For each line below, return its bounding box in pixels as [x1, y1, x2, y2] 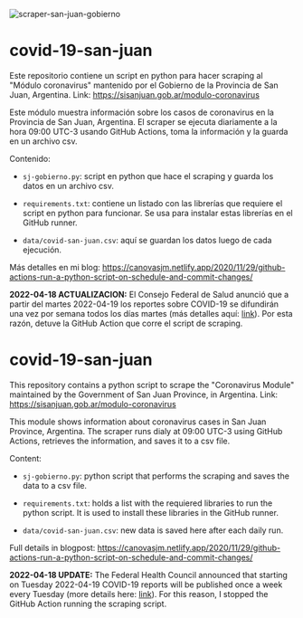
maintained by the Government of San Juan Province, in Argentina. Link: [9, 389, 279, 400]
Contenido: [9, 153, 52, 164]
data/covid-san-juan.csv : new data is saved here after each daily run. [22, 525, 284, 536]
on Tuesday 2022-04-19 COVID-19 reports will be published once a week [9, 579, 283, 590]
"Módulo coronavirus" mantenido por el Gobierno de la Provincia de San [9, 80, 279, 90]
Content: [9, 452, 43, 463]
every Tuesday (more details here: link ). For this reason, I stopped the [9, 588, 269, 599]
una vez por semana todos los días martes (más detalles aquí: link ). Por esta [9, 308, 293, 319]
